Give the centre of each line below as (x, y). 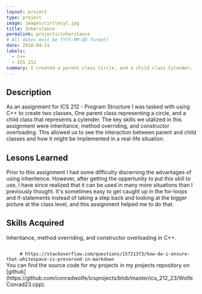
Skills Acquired (35, 223)
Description (29, 92)
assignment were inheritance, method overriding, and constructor (88, 126)
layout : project (27, 12)
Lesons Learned (37, 158)
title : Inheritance (31, 29)
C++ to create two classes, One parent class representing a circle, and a (96, 113)
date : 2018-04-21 (28, 46)
